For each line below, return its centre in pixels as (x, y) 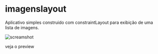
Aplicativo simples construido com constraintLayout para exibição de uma (79, 22)
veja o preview (20, 46)
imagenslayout (36, 9)
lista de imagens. (22, 27)
